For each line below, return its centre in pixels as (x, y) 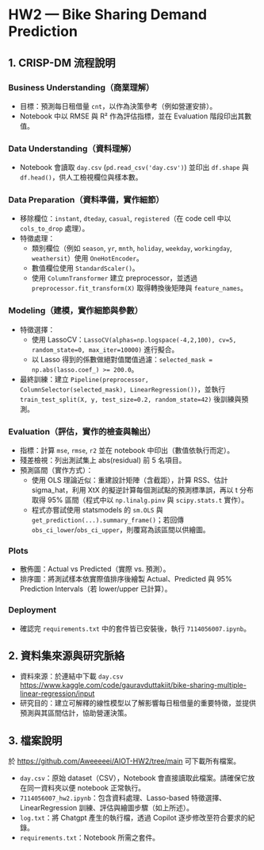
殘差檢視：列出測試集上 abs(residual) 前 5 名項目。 (103, 460)
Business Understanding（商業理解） (81, 87)
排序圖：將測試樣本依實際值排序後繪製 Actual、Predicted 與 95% (126, 579)
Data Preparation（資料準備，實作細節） (86, 200)
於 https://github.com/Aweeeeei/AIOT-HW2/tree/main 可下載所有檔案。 (124, 761)
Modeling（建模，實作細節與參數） (76, 311)
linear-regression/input (57, 694)
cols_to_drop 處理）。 (54, 229)
